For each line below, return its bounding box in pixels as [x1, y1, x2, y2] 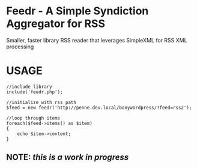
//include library [6, 84, 52, 90]
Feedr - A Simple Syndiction [6, 4, 149, 18]
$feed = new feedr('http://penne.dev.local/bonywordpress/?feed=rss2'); [6, 105, 192, 111]
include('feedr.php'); [6, 88, 63, 95]
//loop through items [6, 115, 61, 121]
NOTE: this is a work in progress [6, 152, 129, 163]
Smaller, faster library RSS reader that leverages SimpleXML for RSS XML [6, 36, 187, 44]
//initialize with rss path [6, 99, 77, 105]
